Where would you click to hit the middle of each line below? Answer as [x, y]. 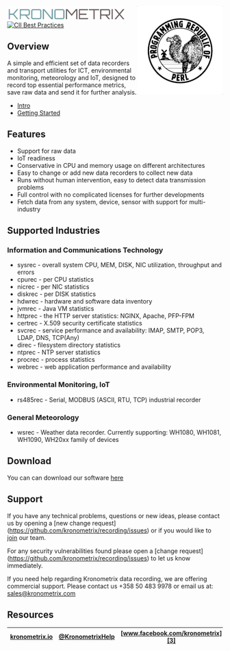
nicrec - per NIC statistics [53, 287]
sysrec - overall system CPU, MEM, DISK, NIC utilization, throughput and [119, 265]
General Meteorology [43, 417]
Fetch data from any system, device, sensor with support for [102, 201]
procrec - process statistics [56, 360]
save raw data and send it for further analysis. [72, 92]
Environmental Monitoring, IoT [59, 384]
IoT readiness [36, 158]
